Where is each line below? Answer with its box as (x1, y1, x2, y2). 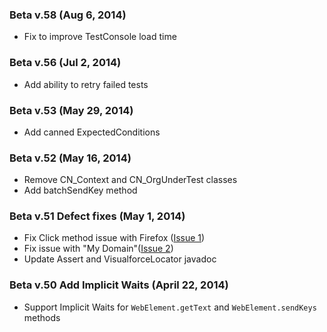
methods (23, 311, 61, 323)
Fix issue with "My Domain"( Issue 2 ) (23, 243, 174, 255)
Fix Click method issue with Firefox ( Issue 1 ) (23, 232, 206, 244)
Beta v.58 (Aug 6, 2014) (9, 8, 127, 22)
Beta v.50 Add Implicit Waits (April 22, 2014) (9, 278, 229, 292)
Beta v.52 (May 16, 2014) (9, 151, 132, 165)
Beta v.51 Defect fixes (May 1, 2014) (9, 209, 186, 223)
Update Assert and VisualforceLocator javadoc (23, 253, 217, 265)
